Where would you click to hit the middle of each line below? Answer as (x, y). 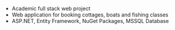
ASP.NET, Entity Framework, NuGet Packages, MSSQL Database (90, 21)
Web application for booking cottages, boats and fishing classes (90, 15)
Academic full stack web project (51, 9)
